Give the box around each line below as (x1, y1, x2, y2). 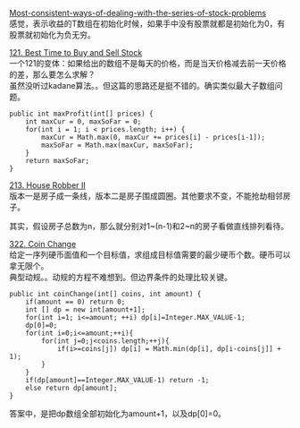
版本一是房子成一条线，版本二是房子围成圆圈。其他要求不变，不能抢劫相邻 (9, 191, 283, 201)
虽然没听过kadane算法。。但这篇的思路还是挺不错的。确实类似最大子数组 (9, 81, 275, 90)
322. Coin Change (9, 239, 77, 249)
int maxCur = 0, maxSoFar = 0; (25, 117, 142, 126)
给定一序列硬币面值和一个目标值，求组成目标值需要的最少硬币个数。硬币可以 (9, 250, 291, 260)
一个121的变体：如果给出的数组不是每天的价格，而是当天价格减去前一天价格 (9, 58, 287, 68)
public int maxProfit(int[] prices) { (9, 109, 154, 118)
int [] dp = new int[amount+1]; (25, 305, 146, 314)
